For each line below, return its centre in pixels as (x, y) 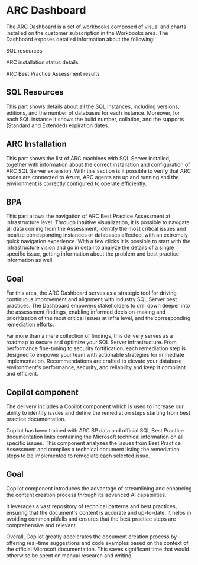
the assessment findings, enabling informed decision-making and (86, 312)
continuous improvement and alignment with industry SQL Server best (92, 299)
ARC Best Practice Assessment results (53, 73)
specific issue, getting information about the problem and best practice (92, 254)
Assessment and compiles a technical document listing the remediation (93, 449)
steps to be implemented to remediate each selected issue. (78, 456)
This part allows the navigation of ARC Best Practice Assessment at (88, 216)
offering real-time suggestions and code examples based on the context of (98, 543)
